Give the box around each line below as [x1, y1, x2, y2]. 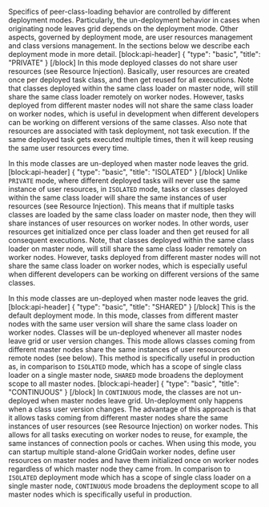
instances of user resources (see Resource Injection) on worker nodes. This [8, 421, 259, 431]
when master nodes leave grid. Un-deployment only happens [41, 396, 243, 405]
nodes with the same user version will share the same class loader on [8, 319, 238, 328]
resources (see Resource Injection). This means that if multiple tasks [8, 201, 235, 211]
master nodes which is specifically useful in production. [8, 489, 192, 499]
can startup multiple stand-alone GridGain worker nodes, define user [8, 447, 236, 456]
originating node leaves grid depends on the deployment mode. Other [8, 24, 239, 33]
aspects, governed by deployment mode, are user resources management [8, 32, 254, 42]
